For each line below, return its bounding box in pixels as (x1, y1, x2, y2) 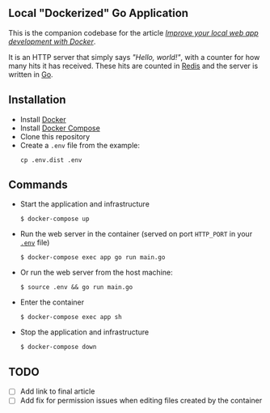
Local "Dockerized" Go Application (8, 6, 188, 20)
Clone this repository (19, 131, 91, 141)
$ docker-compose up (19, 215, 90, 224)
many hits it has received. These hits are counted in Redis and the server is (8, 61, 259, 70)
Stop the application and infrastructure (19, 327, 150, 337)
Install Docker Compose (19, 123, 101, 133)
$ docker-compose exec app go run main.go (19, 253, 166, 262)
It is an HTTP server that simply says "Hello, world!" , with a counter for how (8, 52, 260, 62)
